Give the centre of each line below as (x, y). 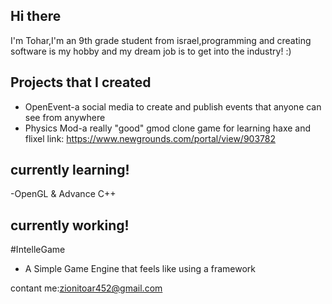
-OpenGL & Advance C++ (63, 194)
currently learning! (70, 170)
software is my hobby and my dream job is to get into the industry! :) (151, 51)
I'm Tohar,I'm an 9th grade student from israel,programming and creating (161, 40)
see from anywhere (65, 117)
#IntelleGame (38, 250)
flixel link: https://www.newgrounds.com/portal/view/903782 (150, 138)
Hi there (36, 16)
